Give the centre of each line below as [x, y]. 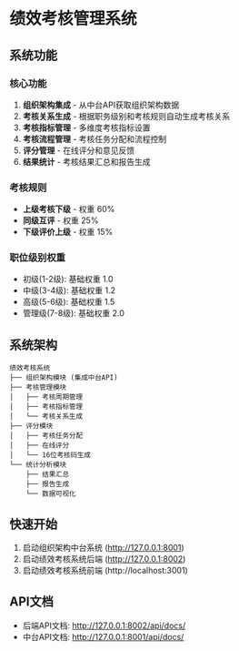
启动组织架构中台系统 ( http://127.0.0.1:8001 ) [103, 548]
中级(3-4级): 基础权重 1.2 [69, 290]
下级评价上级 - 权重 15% [68, 232]
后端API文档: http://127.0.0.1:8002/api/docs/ [104, 626]
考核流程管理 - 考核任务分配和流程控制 [95, 138]
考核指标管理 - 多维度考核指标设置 [87, 127]
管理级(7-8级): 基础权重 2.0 [73, 313]
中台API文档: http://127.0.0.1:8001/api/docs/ [103, 636]
